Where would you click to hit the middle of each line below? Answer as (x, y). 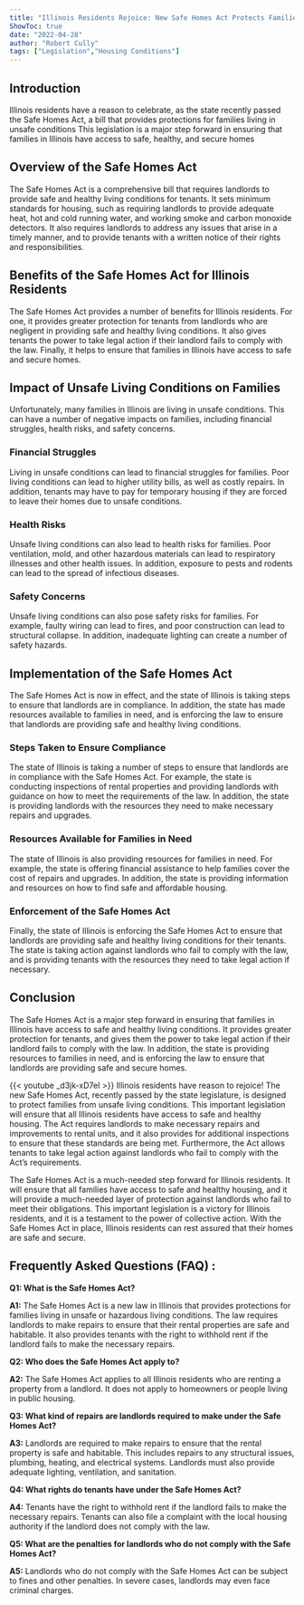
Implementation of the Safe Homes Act (121, 673)
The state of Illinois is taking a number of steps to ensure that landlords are (149, 767)
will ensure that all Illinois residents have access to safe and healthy (136, 1114)
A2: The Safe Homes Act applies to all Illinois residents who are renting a (145, 1379)
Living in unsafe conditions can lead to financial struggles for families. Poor (149, 472)
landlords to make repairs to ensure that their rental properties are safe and (149, 1324)
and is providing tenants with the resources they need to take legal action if (150, 959)
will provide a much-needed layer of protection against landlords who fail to (150, 1199)
